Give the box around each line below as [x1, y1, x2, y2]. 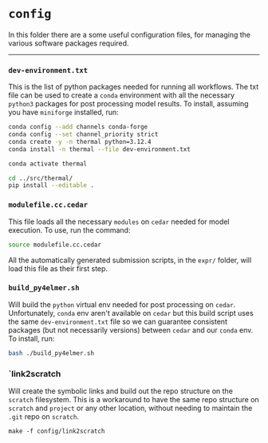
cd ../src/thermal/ [8, 174, 73, 182]
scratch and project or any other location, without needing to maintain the [8, 403, 253, 413]
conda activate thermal [8, 159, 88, 168]
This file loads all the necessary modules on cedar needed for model [8, 217, 230, 226]
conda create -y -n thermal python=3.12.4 [8, 138, 152, 146]
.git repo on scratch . [8, 412, 80, 421]
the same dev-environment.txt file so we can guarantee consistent [8, 317, 227, 326]
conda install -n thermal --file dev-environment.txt [8, 145, 191, 154]
